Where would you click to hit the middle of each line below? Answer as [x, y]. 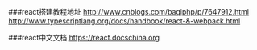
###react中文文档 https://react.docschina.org [84, 37]
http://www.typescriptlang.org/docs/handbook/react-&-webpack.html [124, 21]
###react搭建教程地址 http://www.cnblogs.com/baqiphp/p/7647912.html [129, 12]
